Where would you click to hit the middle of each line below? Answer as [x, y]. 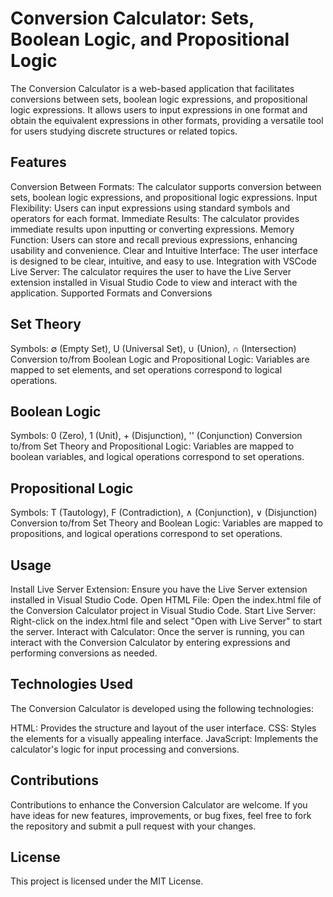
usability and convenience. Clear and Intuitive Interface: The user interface [164, 250]
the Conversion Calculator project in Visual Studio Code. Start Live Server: [163, 610]
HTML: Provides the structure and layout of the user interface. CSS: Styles [163, 728]
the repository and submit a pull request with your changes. [133, 826]
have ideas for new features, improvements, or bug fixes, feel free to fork [161, 815]
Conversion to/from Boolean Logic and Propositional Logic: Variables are [160, 359]
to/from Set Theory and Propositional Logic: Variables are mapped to [152, 446]
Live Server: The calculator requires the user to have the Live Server [151, 271]
